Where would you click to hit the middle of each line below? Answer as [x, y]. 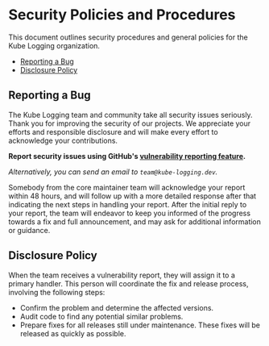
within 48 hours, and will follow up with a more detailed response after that [132, 196]
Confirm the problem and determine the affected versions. [117, 307]
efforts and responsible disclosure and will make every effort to [114, 131]
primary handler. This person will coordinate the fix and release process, [128, 283]
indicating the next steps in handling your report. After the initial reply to [128, 204]
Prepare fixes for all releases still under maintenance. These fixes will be [140, 325]
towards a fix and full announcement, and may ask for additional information [135, 221]
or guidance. [29, 230]
